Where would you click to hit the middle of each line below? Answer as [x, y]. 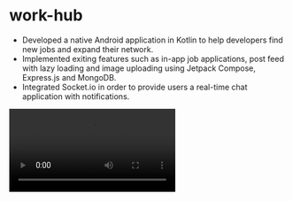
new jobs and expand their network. [88, 49]
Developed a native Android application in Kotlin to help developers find [152, 40]
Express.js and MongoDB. [69, 77]
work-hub [46, 15]
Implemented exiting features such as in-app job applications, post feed [153, 58]
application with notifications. [76, 96]
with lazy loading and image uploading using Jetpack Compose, [139, 68]
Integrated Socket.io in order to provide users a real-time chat [135, 87]
